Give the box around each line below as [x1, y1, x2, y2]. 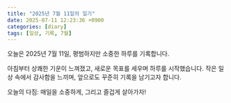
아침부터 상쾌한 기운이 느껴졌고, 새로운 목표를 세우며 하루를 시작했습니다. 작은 [7, 64, 217, 73]
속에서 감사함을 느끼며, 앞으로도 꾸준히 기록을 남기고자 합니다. [14, 73, 182, 81]
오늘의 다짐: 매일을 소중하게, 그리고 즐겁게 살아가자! [7, 88, 147, 96]
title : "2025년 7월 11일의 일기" [7, 10, 95, 17]
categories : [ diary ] [7, 23, 67, 30]
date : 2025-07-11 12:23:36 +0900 [7, 17, 104, 24]
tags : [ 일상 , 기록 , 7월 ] [7, 29, 72, 37]
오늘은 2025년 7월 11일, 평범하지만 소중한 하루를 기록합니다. [7, 49, 170, 58]
